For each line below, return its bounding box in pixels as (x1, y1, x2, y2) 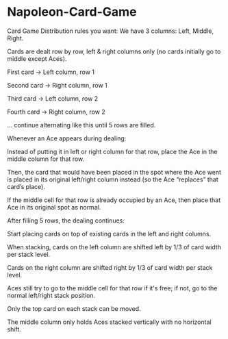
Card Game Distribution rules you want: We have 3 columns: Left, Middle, (7, 27, 214, 35)
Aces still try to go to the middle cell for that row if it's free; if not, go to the (7, 284, 218, 292)
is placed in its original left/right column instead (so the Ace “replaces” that (7, 175, 219, 184)
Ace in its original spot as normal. (7, 203, 101, 211)
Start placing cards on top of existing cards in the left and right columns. (7, 229, 212, 238)
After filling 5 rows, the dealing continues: (7, 216, 125, 225)
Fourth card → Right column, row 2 (7, 108, 105, 116)
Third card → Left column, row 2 (7, 94, 99, 103)
